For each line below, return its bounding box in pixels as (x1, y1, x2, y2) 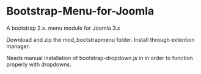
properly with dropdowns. (6, 61, 71, 68)
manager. (6, 42, 31, 50)
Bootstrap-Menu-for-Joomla (6, 4, 155, 18)
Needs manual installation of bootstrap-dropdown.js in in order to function (6, 54, 194, 61)
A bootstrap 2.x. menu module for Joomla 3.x (6, 24, 120, 32)
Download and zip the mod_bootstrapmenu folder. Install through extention (6, 36, 195, 43)
